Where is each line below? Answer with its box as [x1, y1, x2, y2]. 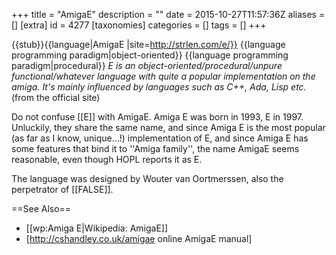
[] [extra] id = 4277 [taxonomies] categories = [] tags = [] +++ [11, 19, 267, 31]
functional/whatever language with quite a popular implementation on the [11, 70, 316, 82]
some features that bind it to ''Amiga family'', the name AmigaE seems [11, 143, 300, 154]
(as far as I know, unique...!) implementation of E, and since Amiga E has [11, 132, 309, 144]
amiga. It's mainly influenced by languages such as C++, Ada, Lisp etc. [11, 81, 307, 93]
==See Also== [11, 203, 72, 214]
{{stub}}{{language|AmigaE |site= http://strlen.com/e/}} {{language [11, 39, 286, 50]
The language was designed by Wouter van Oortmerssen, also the [11, 173, 284, 184]
